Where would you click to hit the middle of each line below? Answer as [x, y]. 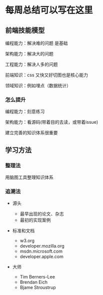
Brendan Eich [33, 282]
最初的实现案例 [35, 220]
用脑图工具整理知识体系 [29, 177]
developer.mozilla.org [42, 246]
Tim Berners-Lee [37, 277]
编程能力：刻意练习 [25, 112]
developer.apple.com [42, 257]
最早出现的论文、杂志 [42, 214]
